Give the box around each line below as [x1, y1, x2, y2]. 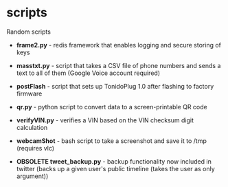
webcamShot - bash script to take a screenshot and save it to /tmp [16, 136, 207, 145]
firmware [16, 89, 43, 98]
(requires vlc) [16, 144, 55, 152]
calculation [16, 123, 48, 131]
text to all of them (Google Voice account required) [16, 69, 161, 77]
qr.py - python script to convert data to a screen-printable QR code [16, 102, 207, 111]
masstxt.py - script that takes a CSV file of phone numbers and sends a [16, 61, 221, 69]
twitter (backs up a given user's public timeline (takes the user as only [16, 164, 216, 173]
